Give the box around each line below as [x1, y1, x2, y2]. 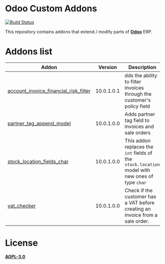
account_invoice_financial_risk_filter [7, 87, 91, 94]
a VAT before [124, 199, 155, 206]
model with [124, 167, 151, 174]
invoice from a [124, 211, 158, 218]
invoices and [124, 123, 154, 130]
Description [128, 63, 157, 70]
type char [124, 179, 147, 186]
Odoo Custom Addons [5, 3, 97, 14]
